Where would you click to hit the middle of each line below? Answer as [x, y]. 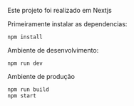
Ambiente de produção [41, 76]
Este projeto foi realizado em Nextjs [60, 10]
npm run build [29, 90]
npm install [25, 37]
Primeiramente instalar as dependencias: [67, 24]
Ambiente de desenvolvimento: [53, 50]
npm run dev [25, 63]
